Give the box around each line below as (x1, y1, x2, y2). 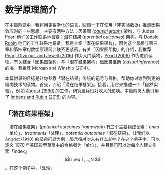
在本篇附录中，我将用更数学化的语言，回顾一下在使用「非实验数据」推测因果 (5, 22, 160, 28)
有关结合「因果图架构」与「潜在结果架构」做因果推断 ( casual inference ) (13, 59, 160, 65)
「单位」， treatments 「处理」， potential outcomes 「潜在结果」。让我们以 (5, 130, 150, 136)
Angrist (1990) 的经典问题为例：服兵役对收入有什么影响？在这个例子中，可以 (5, 136, 160, 142)
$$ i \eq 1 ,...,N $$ (64, 156, 101, 162)
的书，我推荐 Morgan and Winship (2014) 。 (5, 65, 93, 70)
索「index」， (5, 148, 31, 154)
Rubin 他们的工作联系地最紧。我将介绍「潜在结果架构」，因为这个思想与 (5, 40, 149, 46)
